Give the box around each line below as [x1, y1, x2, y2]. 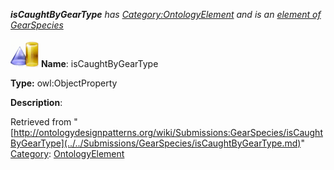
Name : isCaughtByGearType [40, 58, 159, 69]
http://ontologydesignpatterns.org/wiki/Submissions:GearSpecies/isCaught [13, 127, 323, 138]
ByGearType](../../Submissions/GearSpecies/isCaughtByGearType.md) [10, 137, 302, 149]
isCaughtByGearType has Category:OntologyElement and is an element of [10, 9, 322, 20]
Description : [10, 97, 63, 108]
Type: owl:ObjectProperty [10, 77, 118, 89]
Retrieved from [10, 116, 72, 128]
